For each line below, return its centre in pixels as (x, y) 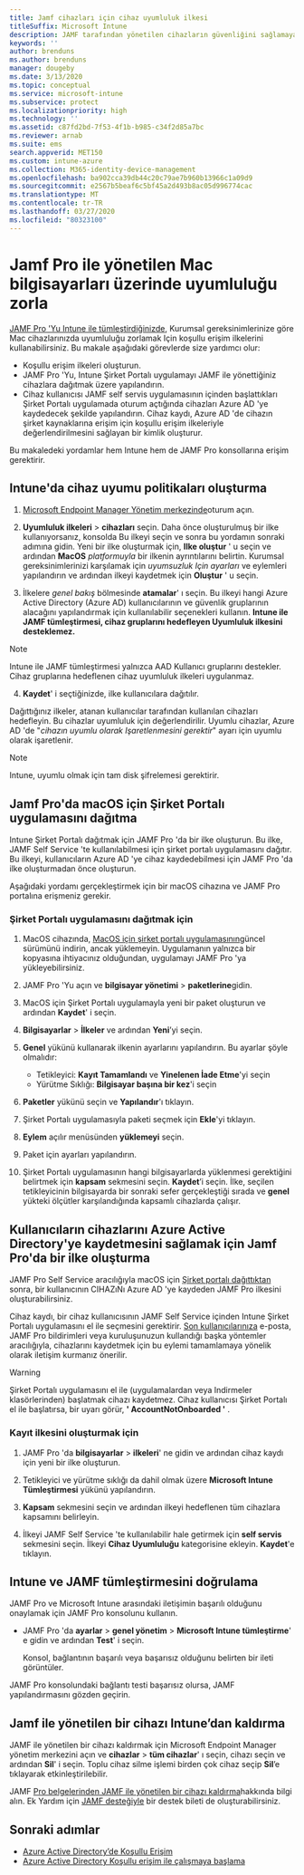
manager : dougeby (42, 69)
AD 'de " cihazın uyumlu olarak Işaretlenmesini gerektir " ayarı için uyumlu (146, 731)
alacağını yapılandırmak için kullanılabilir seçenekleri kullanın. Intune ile (155, 612)
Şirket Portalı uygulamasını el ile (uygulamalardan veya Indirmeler (131, 1390)
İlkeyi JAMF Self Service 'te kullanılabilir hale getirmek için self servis (152, 1534)
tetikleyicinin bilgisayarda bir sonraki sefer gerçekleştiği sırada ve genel (156, 1191)
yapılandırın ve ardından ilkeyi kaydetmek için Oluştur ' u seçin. (141, 575)
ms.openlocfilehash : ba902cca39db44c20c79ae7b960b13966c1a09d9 (131, 178)
